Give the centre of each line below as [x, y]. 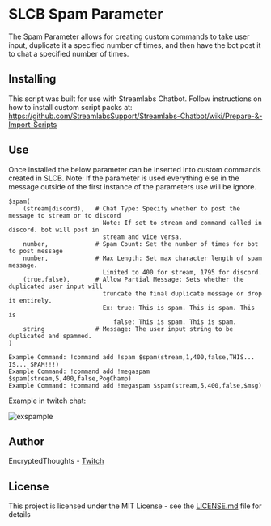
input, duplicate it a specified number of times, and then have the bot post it [135, 45]
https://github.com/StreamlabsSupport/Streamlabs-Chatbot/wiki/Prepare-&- [135, 116]
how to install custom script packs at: [70, 107]
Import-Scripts [33, 124]
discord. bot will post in [54, 230]
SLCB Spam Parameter [86, 14]
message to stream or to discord [65, 215]
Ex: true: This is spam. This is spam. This [178, 308]
